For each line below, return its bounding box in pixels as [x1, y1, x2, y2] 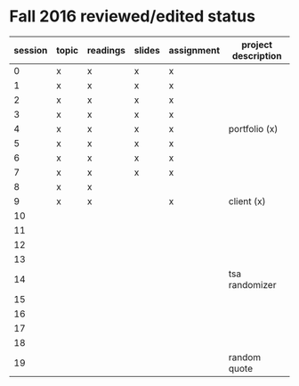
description [231, 49, 282, 62]
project [241, 38, 273, 51]
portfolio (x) [228, 122, 279, 135]
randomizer [228, 278, 277, 291]
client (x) [228, 194, 266, 207]
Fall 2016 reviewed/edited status [9, 6, 256, 27]
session [13, 44, 48, 56]
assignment [168, 44, 221, 56]
